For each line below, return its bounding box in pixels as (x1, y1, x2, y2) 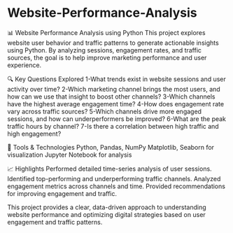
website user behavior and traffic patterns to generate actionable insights (7, 38, 219, 47)
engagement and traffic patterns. (7, 218, 103, 226)
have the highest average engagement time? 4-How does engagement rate (7, 99, 225, 108)
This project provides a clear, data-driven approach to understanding (7, 203, 206, 211)
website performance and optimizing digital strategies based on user (7, 210, 206, 218)
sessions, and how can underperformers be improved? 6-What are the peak (7, 114, 226, 123)
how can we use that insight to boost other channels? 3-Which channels (7, 92, 216, 101)
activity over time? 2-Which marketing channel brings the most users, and (7, 85, 220, 93)
